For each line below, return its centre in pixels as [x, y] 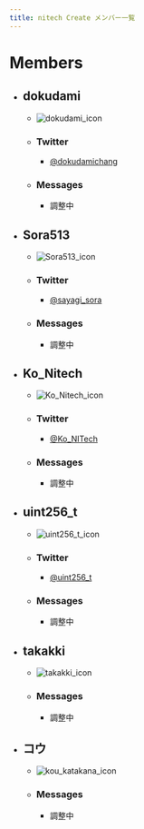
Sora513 [46, 235]
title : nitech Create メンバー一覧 [72, 18]
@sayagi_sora [76, 300]
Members [46, 62]
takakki [44, 651]
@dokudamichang [83, 161]
